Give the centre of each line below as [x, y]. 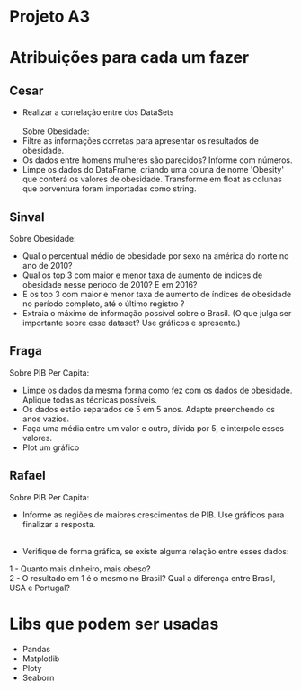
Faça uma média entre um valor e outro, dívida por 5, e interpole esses [153, 428]
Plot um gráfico [51, 447]
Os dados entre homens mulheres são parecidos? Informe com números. [157, 160]
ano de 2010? [47, 265]
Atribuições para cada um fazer [129, 58]
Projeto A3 [50, 17]
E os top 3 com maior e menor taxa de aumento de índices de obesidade [157, 294]
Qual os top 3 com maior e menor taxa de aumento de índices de [142, 275]
